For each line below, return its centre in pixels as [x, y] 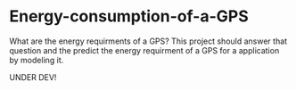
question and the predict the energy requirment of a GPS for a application [144, 50]
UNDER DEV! [33, 77]
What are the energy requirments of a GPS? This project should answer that [148, 41]
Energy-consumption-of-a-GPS [129, 16]
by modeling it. [37, 60]
